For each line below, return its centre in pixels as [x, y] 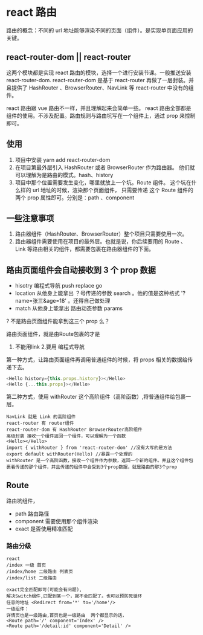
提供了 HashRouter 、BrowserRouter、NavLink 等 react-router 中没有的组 [103, 88]
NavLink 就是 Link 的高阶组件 [41, 417]
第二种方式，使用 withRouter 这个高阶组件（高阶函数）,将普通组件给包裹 [96, 396]
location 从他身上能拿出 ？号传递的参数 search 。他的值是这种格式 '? [100, 293]
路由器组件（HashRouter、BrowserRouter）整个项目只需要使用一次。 [101, 234]
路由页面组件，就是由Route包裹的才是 [53, 334]
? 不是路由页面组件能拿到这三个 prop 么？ [58, 321]
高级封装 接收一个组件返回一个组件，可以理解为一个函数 [66, 436]
